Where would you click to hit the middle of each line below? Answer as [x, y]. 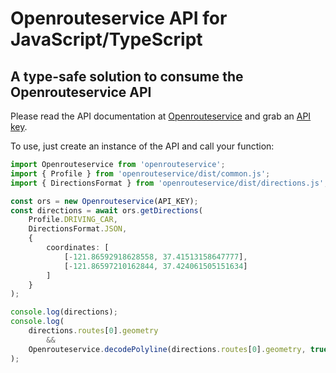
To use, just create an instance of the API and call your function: [142, 146]
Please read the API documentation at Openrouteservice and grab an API [161, 116]
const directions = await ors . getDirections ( [106, 210]
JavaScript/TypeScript [106, 39]
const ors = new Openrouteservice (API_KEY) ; [104, 201]
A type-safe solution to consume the [127, 76]
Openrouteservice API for [119, 18]
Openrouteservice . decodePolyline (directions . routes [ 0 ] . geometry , [167, 349]
